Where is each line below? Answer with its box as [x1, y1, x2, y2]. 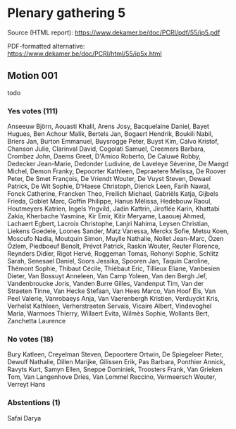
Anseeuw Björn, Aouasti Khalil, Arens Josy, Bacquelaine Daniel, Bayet [7, 122, 209, 131]
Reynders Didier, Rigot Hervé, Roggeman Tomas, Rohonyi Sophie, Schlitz [7, 249, 219, 258]
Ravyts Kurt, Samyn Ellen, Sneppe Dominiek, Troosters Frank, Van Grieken [7, 365, 223, 374]
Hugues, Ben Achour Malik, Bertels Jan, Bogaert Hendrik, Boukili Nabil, [7, 130, 213, 138]
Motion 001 [7, 70, 58, 82]
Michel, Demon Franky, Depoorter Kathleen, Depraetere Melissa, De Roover [7, 167, 227, 175]
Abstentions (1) [7, 398, 61, 408]
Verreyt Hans [7, 380, 46, 389]
